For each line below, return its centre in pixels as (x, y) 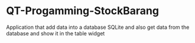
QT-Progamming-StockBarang (83, 11)
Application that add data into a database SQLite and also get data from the (98, 27)
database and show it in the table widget (56, 33)
